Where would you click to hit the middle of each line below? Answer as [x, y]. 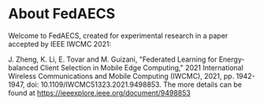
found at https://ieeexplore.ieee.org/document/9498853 [100, 92]
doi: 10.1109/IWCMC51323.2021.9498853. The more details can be [134, 84]
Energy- [232, 59]
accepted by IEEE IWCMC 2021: [60, 43]
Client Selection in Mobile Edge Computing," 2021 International [142, 67]
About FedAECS [62, 14]
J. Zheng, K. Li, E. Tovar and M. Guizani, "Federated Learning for [113, 59]
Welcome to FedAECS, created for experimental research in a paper [118, 36]
